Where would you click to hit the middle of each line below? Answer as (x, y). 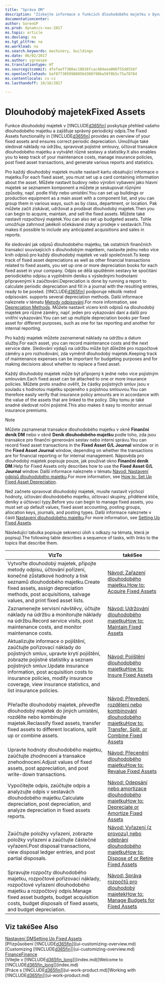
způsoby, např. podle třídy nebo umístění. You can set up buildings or (74, 192)
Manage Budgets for (131, 900)
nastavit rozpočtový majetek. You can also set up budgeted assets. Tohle (78, 219)
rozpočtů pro (122, 881)
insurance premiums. (27, 410)
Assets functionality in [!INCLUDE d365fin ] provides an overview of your (78, 136)
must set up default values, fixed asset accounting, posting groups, (73, 507)
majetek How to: (125, 894)
